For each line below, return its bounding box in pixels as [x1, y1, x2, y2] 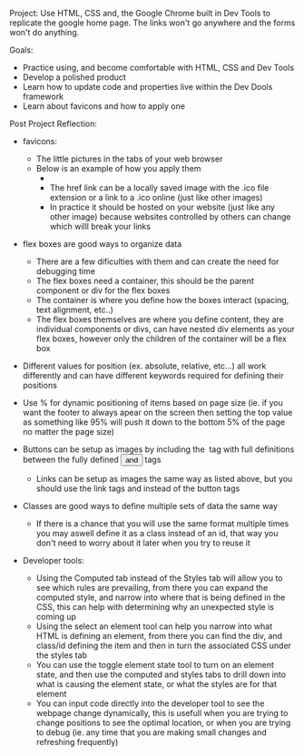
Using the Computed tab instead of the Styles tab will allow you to [35, 573, 283, 584]
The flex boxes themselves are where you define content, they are [35, 314, 284, 325]
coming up [35, 612, 77, 622]
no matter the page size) [22, 427, 115, 437]
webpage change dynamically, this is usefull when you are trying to [35, 708, 289, 718]
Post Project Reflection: [9, 118, 97, 129]
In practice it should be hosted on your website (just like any [49, 201, 275, 212]
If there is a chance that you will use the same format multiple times [35, 518, 289, 529]
